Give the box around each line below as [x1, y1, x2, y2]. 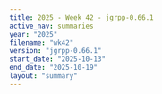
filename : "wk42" [9, 38, 74, 47]
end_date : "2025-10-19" [9, 64, 98, 73]
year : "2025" [9, 30, 58, 38]
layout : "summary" [9, 72, 78, 81]
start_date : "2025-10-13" [9, 55, 106, 64]
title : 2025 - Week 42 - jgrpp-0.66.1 [9, 13, 154, 22]
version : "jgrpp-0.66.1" [9, 47, 102, 56]
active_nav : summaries [9, 21, 94, 30]
